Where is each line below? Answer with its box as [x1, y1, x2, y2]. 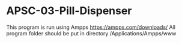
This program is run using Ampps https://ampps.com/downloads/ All [6, 24, 176, 31]
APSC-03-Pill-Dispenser [6, 4, 132, 18]
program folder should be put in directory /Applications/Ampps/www [6, 29, 177, 37]
